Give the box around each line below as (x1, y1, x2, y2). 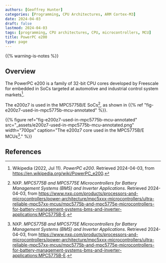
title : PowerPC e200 (5, 35, 48, 40)
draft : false (5, 21, 32, 26)
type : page (5, 39, 28, 44)
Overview (5, 67, 36, 75)
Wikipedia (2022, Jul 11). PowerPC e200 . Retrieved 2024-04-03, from (12, 165, 155, 171)
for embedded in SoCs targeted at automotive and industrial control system (5, 85, 159, 91)
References (5, 148, 41, 156)
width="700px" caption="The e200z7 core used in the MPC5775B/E (5, 127, 144, 133)
